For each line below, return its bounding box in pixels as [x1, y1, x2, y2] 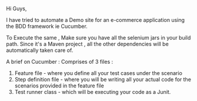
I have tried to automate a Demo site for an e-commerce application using [6, 17, 185, 23]
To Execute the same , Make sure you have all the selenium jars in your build [6, 34, 191, 41]
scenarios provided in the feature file [14, 82, 104, 89]
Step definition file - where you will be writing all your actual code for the [14, 76, 191, 83]
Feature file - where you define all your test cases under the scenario [14, 70, 182, 76]
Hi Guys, [6, 5, 27, 12]
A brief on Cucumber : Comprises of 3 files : [6, 58, 113, 65]
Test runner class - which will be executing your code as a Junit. [14, 89, 171, 95]
